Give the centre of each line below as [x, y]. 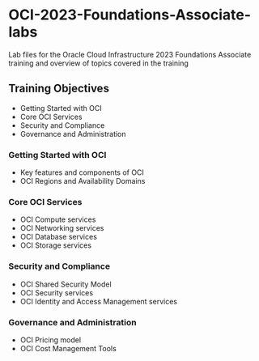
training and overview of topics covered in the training [98, 63]
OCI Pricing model [51, 340]
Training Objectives [59, 89]
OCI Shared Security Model [66, 284]
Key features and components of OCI [82, 172]
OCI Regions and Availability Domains [83, 181]
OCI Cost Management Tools [68, 348]
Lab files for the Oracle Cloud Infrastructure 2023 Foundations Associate [130, 54]
